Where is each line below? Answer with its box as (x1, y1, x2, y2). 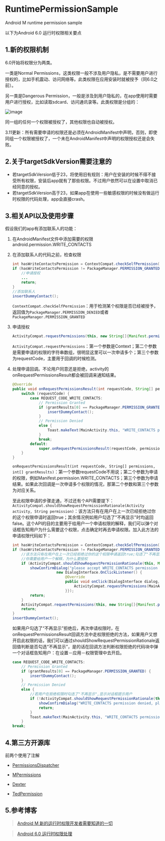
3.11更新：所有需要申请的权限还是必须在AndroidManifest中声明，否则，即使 (5, 129, 158, 135)
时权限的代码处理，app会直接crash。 (12, 196, 87, 202)
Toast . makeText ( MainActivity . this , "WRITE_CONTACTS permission (30, 714, 162, 720)
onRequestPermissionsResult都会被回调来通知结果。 (12, 372, 119, 378)
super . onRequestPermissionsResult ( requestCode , (38, 446, 138, 451)
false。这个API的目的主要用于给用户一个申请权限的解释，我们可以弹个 (12, 521, 154, 526)
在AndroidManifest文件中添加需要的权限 (12, 236, 93, 242)
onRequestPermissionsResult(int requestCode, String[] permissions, (12, 464, 156, 469)
